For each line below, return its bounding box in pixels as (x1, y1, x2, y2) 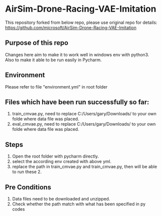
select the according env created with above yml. (12, 159, 112, 164)
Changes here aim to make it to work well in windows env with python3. (5, 52, 149, 57)
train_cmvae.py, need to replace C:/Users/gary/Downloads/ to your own (12, 111, 157, 117)
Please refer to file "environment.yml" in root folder (5, 84, 108, 90)
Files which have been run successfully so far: (5, 98, 150, 106)
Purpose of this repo (5, 39, 68, 47)
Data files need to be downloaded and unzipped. (12, 196, 110, 201)
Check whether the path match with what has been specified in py (12, 201, 146, 207)
